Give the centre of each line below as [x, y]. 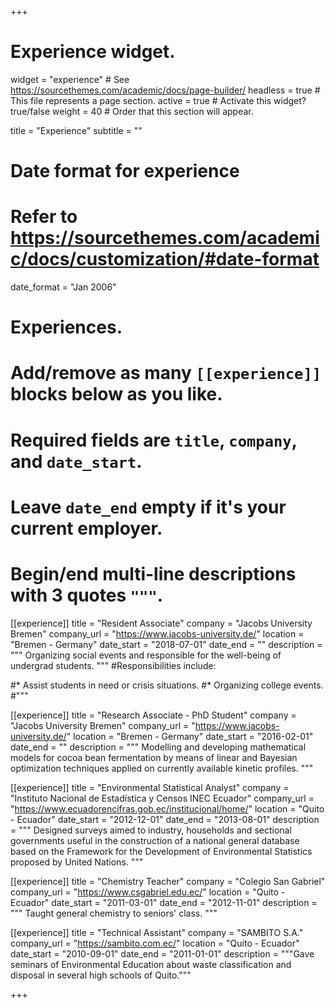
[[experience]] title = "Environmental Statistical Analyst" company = [150, 787]
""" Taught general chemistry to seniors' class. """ [114, 913]
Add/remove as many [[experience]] [166, 373]
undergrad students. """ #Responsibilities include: [113, 665]
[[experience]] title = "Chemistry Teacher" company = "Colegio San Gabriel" [168, 881]
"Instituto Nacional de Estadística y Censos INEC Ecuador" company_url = [162, 798]
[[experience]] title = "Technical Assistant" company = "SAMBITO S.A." [157, 932]
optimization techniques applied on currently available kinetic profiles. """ [162, 768]
